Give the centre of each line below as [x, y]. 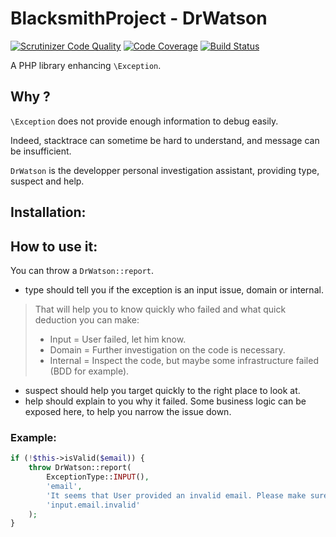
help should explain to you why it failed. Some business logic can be [165, 401]
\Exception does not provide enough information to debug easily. [144, 121]
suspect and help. [47, 181]
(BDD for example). [89, 371]
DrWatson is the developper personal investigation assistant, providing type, [165, 170]
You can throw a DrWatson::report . [82, 270]
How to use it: [54, 246]
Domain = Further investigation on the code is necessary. [167, 349]
